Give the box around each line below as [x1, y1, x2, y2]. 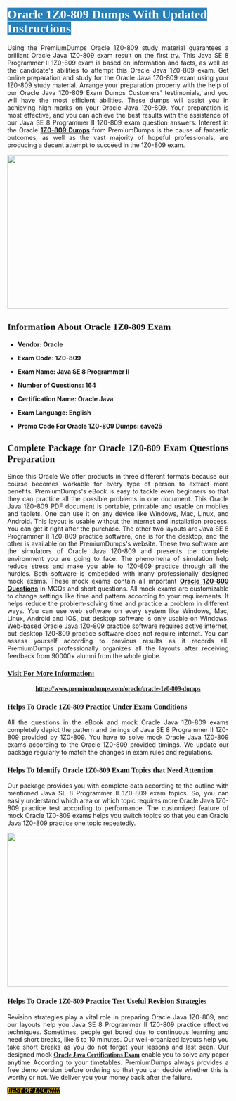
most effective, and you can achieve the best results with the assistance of [7, 111, 229, 119]
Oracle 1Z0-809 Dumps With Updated [7, 7, 207, 22]
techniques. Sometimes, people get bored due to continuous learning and [7, 1028, 229, 1036]
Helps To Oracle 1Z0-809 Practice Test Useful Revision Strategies [7, 997, 207, 1006]
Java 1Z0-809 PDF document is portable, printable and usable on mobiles [7, 502, 229, 510]
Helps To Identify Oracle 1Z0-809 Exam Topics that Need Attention [7, 766, 214, 775]
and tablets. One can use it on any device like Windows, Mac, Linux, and [7, 509, 229, 517]
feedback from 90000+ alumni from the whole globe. [7, 651, 162, 660]
